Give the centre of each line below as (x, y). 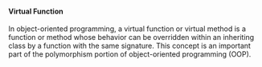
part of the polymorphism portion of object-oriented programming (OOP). (130, 54)
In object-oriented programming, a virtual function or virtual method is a (127, 29)
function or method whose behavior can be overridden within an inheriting (131, 37)
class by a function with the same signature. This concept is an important (130, 46)
